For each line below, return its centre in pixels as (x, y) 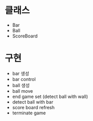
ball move (23, 91)
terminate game (29, 113)
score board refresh (33, 107)
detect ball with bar (33, 102)
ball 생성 (21, 85)
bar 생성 (21, 73)
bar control (24, 79)
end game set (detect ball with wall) (50, 96)
